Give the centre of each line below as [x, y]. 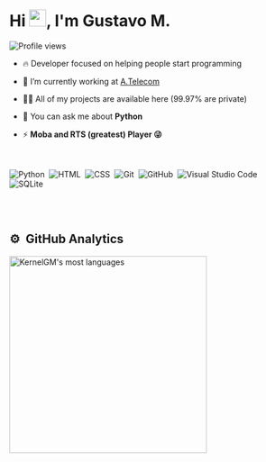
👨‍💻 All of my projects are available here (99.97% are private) [135, 98]
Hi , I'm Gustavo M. [90, 21]
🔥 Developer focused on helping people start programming [132, 63]
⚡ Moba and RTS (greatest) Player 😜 [92, 134]
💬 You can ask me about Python [82, 116]
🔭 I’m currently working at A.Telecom [91, 81]
